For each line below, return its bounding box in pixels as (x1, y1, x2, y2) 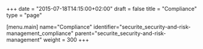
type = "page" (6, 11, 42, 19)
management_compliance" (6, 30, 74, 37)
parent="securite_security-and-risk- (75, 30, 166, 37)
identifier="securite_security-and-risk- (94, 24, 191, 30)
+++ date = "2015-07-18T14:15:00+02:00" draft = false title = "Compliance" (6, 5, 197, 12)
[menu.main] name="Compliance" (6, 24, 93, 30)
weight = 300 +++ (43, 36, 90, 43)
